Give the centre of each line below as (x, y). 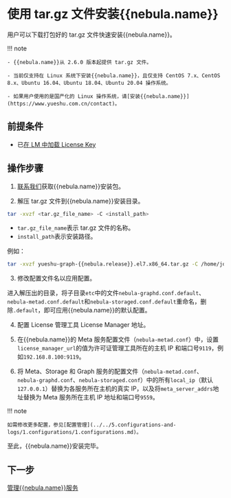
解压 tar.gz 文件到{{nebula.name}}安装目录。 (80, 201)
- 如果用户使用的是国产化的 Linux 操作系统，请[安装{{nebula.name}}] (98, 96)
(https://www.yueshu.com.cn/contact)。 (64, 103)
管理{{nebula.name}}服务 (43, 488)
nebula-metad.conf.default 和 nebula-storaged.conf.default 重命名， (104, 301)
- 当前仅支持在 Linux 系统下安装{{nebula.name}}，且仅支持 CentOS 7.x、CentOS (114, 76)
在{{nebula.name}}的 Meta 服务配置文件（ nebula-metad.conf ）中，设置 (118, 339)
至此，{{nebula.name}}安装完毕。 (55, 446)
